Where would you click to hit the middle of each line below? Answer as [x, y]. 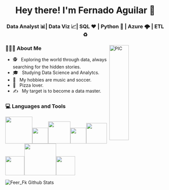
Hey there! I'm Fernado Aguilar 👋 [85, 10]
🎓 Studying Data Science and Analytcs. [56, 72]
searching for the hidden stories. [47, 67]
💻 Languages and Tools [36, 106]
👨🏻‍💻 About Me [23, 49]
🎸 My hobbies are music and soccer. [52, 80]
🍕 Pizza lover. [28, 85]
